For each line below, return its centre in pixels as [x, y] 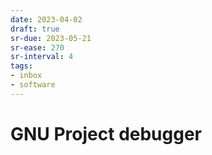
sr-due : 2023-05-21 [51, 38]
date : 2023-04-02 [46, 19]
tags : [21, 66]
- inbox [26, 76]
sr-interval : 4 [42, 57]
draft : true [35, 29]
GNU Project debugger [106, 133]
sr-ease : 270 [37, 47]
